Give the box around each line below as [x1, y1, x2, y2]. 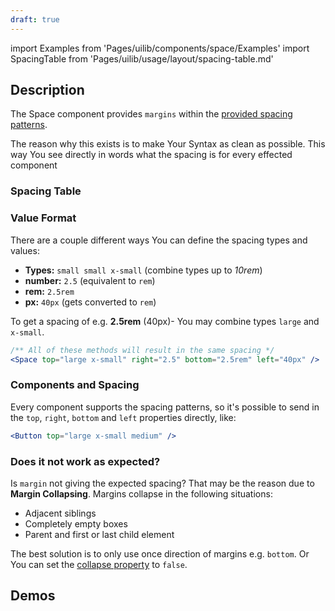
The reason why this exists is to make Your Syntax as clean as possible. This [10, 138, 326, 150]
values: [10, 244, 40, 256]
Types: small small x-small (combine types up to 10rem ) [24, 264, 263, 276]
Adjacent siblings [24, 507, 97, 519]
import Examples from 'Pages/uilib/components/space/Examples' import [10, 42, 310, 54]
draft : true [10, 14, 60, 25]
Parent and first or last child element [24, 528, 175, 540]
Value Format [10, 211, 77, 225]
